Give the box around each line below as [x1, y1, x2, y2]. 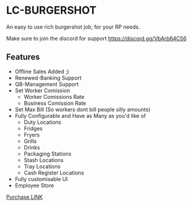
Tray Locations [23, 163, 61, 170]
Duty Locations [23, 118, 62, 126]
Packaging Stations [23, 150, 72, 157]
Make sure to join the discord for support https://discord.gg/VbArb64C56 [6, 35, 187, 42]
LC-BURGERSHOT [6, 4, 97, 17]
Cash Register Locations [23, 169, 84, 176]
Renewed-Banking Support [14, 74, 82, 81]
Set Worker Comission [14, 87, 71, 94]
